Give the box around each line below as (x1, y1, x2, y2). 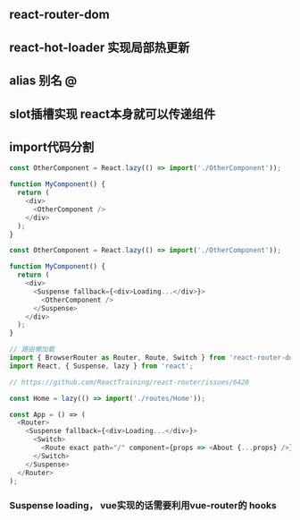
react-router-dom (9, 7, 110, 22)
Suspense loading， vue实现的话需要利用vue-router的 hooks (9, 499, 277, 512)
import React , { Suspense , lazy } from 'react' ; (9, 362, 194, 371)
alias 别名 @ (9, 73, 78, 89)
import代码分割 (9, 139, 95, 155)
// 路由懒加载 (9, 345, 55, 354)
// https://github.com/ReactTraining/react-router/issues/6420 (9, 378, 250, 387)
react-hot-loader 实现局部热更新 (9, 39, 190, 55)
